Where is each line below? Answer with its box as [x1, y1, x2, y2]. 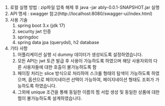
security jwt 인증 [17, 28, 52, 34]
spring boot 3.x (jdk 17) [17, 22, 65, 28]
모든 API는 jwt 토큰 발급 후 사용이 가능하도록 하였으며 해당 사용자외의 [17, 58, 152, 63]
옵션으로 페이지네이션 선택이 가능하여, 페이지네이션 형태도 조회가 [28, 76, 154, 82]
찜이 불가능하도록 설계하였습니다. [17, 95, 82, 101]
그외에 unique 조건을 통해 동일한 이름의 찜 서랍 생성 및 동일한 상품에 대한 [17, 89, 160, 95]
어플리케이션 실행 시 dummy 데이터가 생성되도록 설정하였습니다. [17, 51, 143, 57]
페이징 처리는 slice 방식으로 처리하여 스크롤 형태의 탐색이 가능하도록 [17, 70, 150, 76]
